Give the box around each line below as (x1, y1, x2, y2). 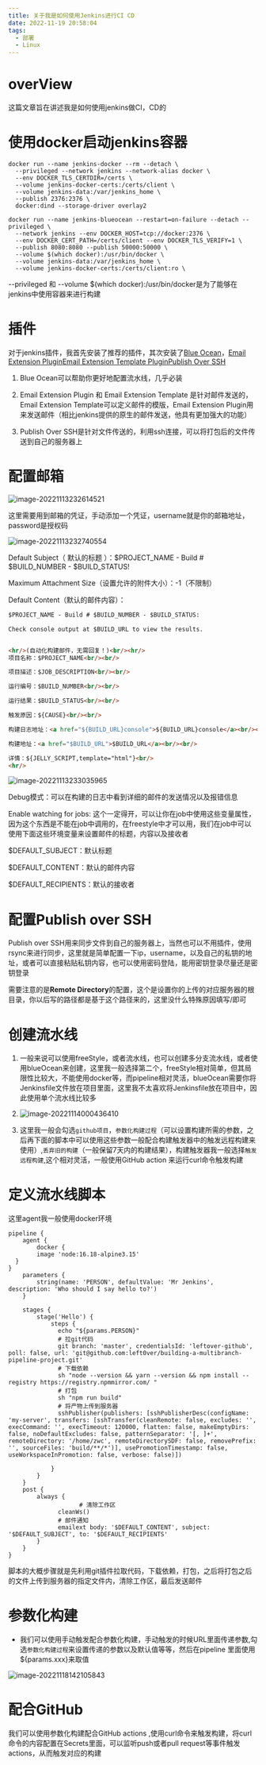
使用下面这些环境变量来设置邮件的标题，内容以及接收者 (8, 829, 188, 839)
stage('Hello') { (36, 1313, 93, 1321)
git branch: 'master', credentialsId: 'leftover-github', (58, 1342, 253, 1350)
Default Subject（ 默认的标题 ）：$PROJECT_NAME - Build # (8, 553, 204, 562)
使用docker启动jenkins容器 (8, 133, 188, 152)
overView (8, 75, 73, 94)
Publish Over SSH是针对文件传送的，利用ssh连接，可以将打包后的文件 (19, 427, 249, 436)
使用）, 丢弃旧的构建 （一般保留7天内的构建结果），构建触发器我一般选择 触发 (19, 1145, 257, 1155)
